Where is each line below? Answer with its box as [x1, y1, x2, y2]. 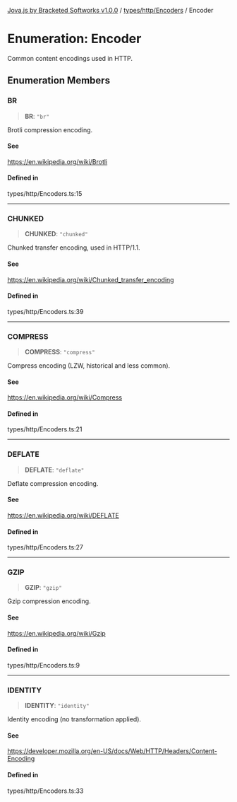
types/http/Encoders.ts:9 [7, 661, 80, 669]
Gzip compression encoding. [7, 597, 91, 605]
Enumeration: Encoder [7, 31, 142, 47]
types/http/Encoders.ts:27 [7, 543, 83, 552]
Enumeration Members [7, 74, 111, 87]
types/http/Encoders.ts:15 [7, 190, 83, 198]
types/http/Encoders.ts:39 [7, 307, 84, 315]
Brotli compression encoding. [7, 125, 93, 134]
